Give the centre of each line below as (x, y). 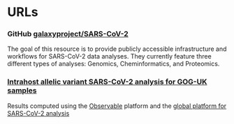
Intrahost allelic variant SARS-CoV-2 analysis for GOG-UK (107, 82)
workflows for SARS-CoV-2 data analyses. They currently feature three (109, 56)
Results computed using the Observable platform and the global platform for (117, 106)
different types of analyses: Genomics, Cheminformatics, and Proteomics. (114, 64)
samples (22, 91)
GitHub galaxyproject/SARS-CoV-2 (68, 34)
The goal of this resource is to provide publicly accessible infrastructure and (117, 49)
